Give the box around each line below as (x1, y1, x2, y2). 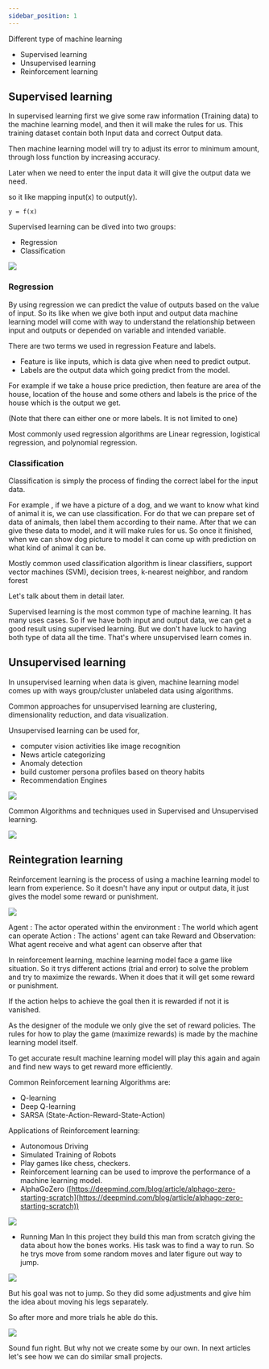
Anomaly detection (19, 758, 83, 767)
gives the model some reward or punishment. (8, 891, 159, 901)
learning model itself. (8, 1037, 78, 1047)
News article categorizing (19, 750, 106, 759)
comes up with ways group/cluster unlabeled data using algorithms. (8, 685, 234, 695)
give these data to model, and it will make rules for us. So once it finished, (8, 526, 254, 536)
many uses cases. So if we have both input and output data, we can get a (8, 615, 252, 625)
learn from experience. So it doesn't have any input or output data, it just (8, 883, 250, 892)
